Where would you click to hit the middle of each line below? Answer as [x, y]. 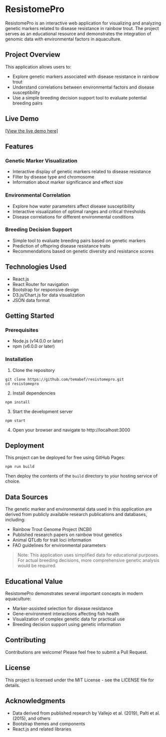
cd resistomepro [22, 383]
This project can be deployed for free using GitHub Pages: [65, 457]
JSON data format [31, 300]
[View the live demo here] [32, 130]
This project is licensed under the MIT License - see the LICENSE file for [79, 680]
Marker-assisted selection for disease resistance [63, 608]
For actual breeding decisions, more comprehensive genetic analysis [88, 560]
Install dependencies [34, 393]
